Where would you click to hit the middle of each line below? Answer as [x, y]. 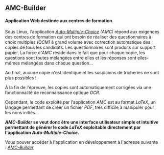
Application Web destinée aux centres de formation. [59, 20]
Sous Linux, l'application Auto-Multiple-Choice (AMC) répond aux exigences [82, 31]
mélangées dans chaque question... [57, 63]
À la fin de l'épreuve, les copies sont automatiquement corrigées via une [78, 87]
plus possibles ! [21, 78]
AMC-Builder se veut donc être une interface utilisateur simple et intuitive [82, 122]
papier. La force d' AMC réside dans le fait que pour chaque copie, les [75, 52]
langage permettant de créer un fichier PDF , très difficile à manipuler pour [80, 107]
